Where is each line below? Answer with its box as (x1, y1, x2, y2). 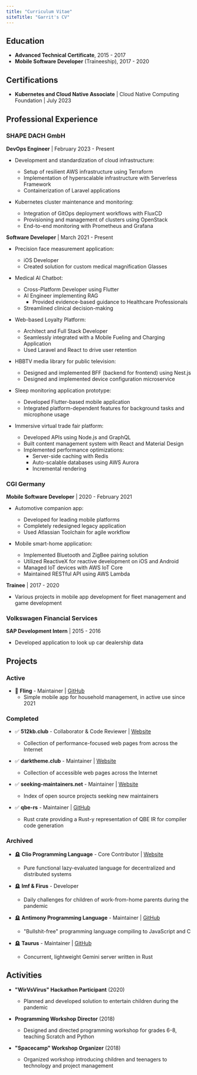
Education (6, 36, 45, 46)
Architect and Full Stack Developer (23, 327, 108, 334)
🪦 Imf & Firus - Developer (14, 882, 79, 889)
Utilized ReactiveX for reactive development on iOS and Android (23, 558, 179, 565)
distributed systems (23, 870, 72, 877)
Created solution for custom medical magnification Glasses (23, 263, 168, 270)
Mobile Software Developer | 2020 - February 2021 (6, 494, 133, 501)
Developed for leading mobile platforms (23, 516, 120, 523)
